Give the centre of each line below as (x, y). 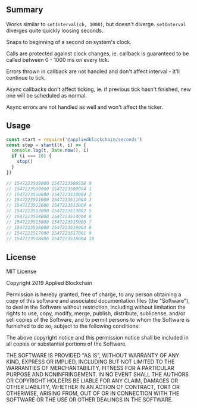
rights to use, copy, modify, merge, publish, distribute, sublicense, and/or (96, 313)
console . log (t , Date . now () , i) (50, 150)
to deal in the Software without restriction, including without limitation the (96, 307)
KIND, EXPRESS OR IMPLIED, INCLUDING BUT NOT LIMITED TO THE (90, 362)
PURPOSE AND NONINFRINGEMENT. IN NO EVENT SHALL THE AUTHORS (98, 375)
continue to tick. (26, 77)
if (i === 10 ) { (32, 156)
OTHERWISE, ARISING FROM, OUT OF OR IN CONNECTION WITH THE (93, 393)
